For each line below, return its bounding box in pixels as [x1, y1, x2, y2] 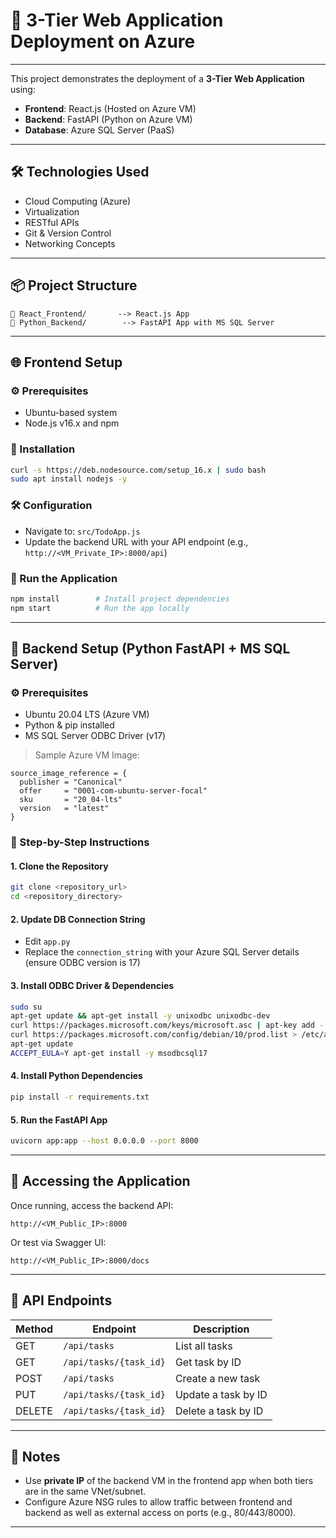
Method [15, 1322, 54, 1336]
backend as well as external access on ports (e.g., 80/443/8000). [24, 1507, 297, 1519]
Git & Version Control [24, 227, 112, 239]
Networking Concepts [24, 237, 116, 249]
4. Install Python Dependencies [10, 1070, 143, 1082]
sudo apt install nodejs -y [10, 474, 128, 484]
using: [10, 83, 36, 95]
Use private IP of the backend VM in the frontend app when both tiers [24, 1475, 314, 1487]
